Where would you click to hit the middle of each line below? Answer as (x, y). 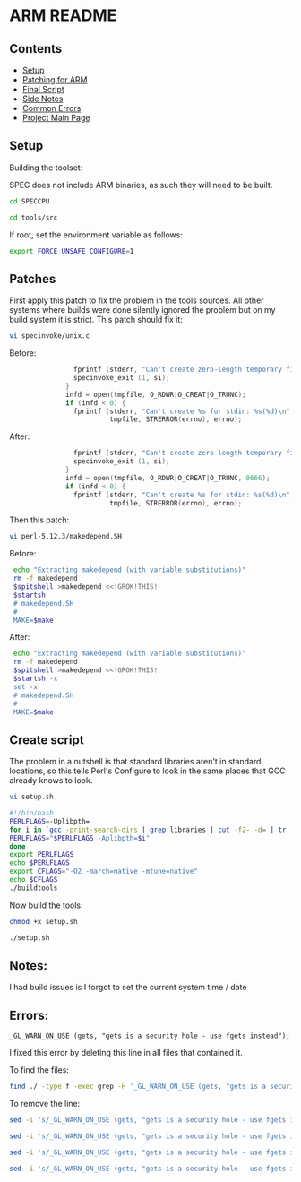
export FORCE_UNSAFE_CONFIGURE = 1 (72, 251)
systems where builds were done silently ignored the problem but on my (142, 310)
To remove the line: (45, 1104)
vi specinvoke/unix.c (50, 336)
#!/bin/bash (31, 813)
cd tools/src (34, 217)
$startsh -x (35, 678)
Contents (36, 49)
